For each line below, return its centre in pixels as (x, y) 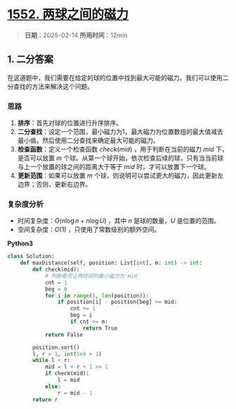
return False (64, 335)
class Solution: (31, 257)
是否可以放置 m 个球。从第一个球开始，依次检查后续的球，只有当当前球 (120, 158)
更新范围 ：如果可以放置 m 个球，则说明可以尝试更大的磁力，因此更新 (117, 175)
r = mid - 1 (75, 393)
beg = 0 (56, 289)
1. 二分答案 (31, 59)
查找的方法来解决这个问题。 (53, 86)
